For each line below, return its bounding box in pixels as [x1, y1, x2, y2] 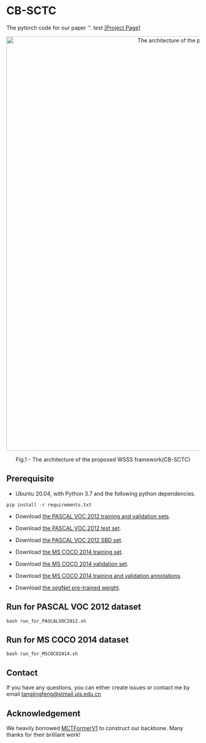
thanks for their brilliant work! [6, 731, 81, 738]
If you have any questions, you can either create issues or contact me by [6, 684, 190, 691]
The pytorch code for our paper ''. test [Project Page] [6, 24, 141, 31]
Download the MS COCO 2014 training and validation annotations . [15, 572, 182, 579]
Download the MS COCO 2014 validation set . [15, 560, 129, 567]
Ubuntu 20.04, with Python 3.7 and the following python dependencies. [15, 489, 196, 497]
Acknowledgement [6, 708, 81, 718]
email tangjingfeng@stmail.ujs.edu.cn [6, 690, 101, 698]
